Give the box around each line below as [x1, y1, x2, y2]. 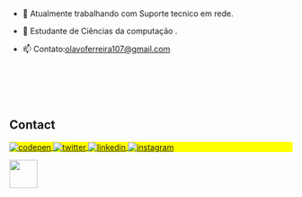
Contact [9, 117, 56, 133]
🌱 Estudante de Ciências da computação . [22, 25, 178, 36]
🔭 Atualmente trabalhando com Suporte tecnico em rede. [22, 8, 234, 19]
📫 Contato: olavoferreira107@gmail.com [22, 43, 171, 54]
